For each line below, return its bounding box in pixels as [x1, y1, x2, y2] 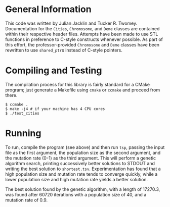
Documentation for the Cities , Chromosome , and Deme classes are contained [5, 25, 160, 31]
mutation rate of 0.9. [5, 197, 48, 203]
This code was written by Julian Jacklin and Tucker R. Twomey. [5, 20, 138, 26]
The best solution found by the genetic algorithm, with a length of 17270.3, [5, 186, 160, 192]
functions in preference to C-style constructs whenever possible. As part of [5, 36, 163, 42]
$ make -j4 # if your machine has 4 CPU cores [5, 106, 105, 112]
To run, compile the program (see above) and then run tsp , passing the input [5, 144, 165, 150]
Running [5, 128, 41, 139]
